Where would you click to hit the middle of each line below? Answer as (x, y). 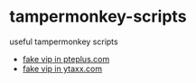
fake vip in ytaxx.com (62, 69)
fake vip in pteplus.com (66, 59)
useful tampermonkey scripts (64, 41)
